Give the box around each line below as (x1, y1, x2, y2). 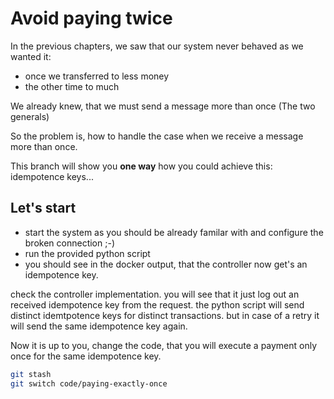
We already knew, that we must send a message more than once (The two (10, 100, 316, 112)
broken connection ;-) (24, 237, 115, 249)
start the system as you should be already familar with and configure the (24, 226, 324, 238)
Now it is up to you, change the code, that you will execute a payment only (10, 339, 318, 351)
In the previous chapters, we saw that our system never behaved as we (10, 40, 304, 52)
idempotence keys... (10, 170, 94, 182)
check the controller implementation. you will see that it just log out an (10, 288, 300, 300)
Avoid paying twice (10, 7, 173, 30)
